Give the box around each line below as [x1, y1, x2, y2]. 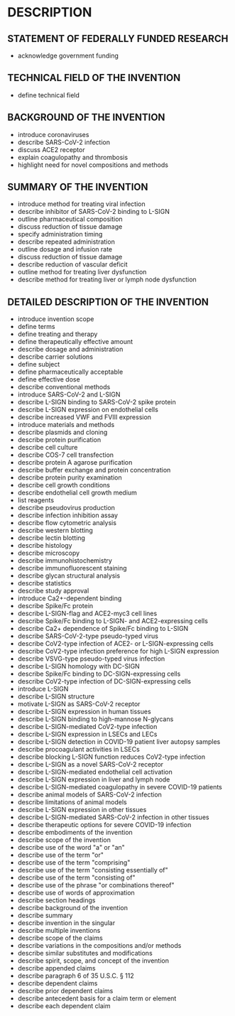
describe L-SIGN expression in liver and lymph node [17, 775, 170, 784]
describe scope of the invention [17, 836, 111, 844]
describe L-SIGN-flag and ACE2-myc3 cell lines [17, 609, 158, 618]
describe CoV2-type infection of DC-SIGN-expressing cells [17, 677, 192, 686]
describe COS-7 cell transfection [17, 450, 114, 459]
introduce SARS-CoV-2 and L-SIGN [17, 390, 121, 399]
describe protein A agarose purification [17, 458, 133, 467]
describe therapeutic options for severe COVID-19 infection [17, 821, 192, 829]
